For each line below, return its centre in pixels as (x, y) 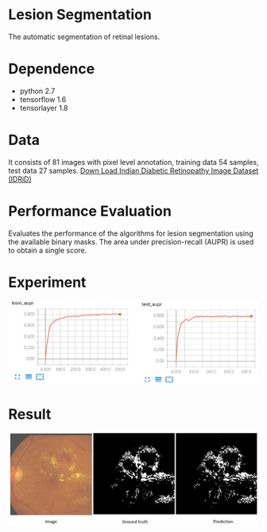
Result (30, 414)
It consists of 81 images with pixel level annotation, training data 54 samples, (133, 162)
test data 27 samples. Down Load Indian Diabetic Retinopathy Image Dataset (133, 170)
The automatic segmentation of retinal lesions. (84, 37)
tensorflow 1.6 (43, 99)
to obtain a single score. (48, 250)
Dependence (52, 69)
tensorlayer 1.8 (44, 108)
